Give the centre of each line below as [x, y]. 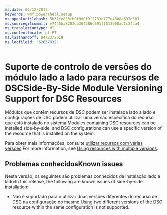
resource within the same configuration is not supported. [71, 207]
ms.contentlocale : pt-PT [31, 33]
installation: [17, 187]
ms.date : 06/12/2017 [27, 10]
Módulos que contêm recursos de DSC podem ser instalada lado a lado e [80, 112]
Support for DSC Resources [64, 98]
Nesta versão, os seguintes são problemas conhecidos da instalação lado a [83, 176]
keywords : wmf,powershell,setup [39, 14]
